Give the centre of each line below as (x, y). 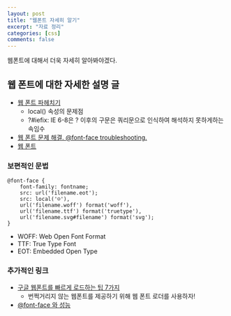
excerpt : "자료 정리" (36, 27)
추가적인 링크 (28, 271)
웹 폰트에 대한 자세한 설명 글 (64, 84)
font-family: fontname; (54, 187)
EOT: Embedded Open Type (57, 251)
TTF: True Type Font (47, 244)
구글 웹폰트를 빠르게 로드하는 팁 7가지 (68, 287)
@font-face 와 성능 (44, 305)
